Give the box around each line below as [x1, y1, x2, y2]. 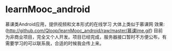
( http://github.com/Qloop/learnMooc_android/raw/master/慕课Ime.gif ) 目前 [5, 27, 163, 34]
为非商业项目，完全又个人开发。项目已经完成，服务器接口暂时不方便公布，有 [5, 34, 167, 40]
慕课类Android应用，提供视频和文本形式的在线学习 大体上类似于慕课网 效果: [5, 21, 165, 27]
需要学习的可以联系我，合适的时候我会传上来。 [5, 40, 104, 46]
